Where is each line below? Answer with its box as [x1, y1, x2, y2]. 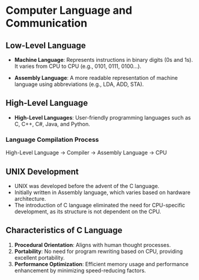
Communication [5, 16, 88, 30]
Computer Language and [5, 4, 133, 17]
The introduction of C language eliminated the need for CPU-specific [14, 201, 186, 208]
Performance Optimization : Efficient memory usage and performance [14, 260, 189, 267]
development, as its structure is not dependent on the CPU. [14, 208, 162, 215]
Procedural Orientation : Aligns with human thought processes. [14, 241, 171, 248]
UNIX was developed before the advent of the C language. [14, 182, 160, 189]
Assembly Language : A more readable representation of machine [14, 75, 178, 81]
